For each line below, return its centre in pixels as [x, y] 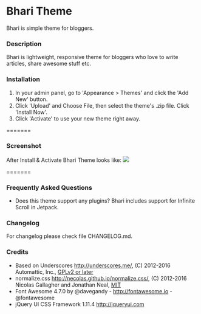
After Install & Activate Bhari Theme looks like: [64, 160]
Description [24, 44]
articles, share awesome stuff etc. [49, 64]
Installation [23, 79]
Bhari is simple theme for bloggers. [50, 28]
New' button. [31, 99]
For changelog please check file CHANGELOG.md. [69, 236]
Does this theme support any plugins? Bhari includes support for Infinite [105, 201]
